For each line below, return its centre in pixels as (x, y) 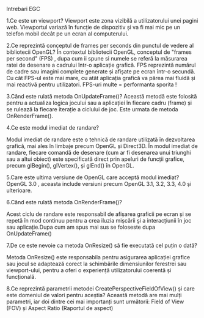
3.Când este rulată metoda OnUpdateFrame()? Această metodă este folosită (102, 96)
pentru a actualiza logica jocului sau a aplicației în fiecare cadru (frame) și (99, 103)
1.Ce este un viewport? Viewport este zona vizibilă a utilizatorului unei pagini (102, 20)
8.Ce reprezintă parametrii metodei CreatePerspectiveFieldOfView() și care (101, 289)
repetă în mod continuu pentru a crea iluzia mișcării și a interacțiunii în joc (99, 220)
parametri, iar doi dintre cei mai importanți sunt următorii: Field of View (95, 301)
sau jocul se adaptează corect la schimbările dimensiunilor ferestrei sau (97, 264)
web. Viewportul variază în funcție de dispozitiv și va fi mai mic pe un (93, 27)
